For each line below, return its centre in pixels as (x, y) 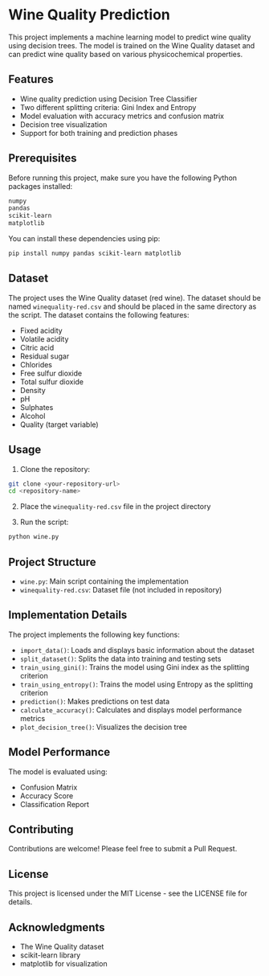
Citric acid (37, 347)
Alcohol (33, 416)
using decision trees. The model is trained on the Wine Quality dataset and (132, 45)
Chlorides (36, 364)
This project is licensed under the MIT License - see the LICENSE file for (128, 893)
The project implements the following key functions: (94, 634)
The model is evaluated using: (58, 771)
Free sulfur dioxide (51, 373)
